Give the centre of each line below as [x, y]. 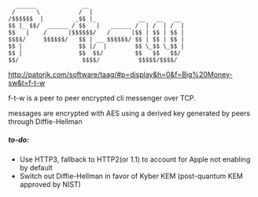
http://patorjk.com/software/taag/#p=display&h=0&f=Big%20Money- [121, 75]
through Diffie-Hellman [45, 122]
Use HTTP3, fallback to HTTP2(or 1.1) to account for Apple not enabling [135, 159]
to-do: [19, 140]
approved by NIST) [50, 184]
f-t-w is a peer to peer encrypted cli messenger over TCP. [102, 98]
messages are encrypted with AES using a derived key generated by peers [129, 113]
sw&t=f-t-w [27, 83]
